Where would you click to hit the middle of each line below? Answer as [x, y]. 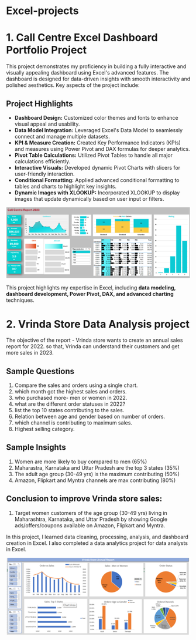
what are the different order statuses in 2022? [70, 404]
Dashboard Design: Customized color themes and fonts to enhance [96, 117]
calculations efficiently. [42, 161]
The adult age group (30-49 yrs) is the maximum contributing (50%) [97, 474]
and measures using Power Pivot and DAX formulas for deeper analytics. [102, 149]
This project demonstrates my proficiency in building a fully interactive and [96, 66]
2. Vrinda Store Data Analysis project [98, 324]
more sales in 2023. [30, 353]
